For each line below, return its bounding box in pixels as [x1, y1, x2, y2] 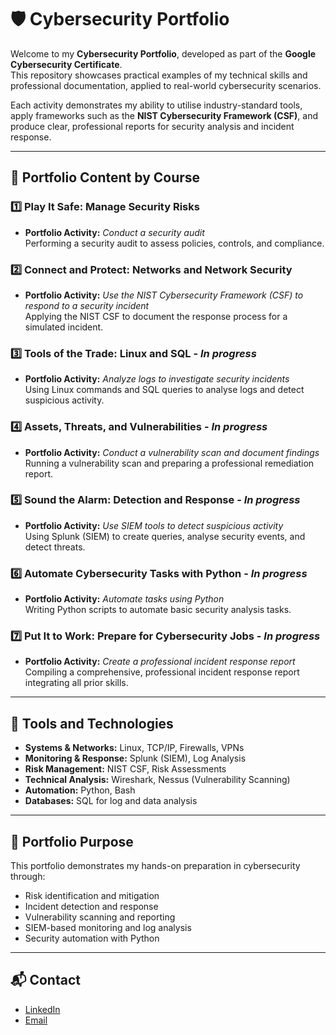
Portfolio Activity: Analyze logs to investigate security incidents [24, 373, 290, 385]
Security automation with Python [24, 932, 160, 945]
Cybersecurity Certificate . [10, 58, 123, 70]
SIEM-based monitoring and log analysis [24, 922, 192, 934]
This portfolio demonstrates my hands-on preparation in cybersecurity [10, 860, 301, 872]
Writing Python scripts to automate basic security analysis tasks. [24, 604, 292, 616]
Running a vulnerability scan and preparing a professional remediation [24, 457, 315, 469]
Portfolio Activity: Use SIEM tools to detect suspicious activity [24, 519, 284, 531]
